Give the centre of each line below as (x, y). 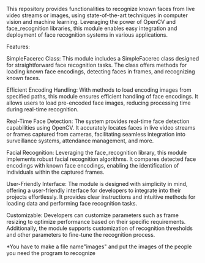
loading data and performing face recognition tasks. (72, 203)
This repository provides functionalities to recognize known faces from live (101, 9)
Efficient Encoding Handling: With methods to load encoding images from (99, 90)
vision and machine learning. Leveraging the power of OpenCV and (91, 22)
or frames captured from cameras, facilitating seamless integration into (96, 134)
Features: (18, 46)
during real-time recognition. (43, 109)
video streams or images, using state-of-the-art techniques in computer (97, 15)
